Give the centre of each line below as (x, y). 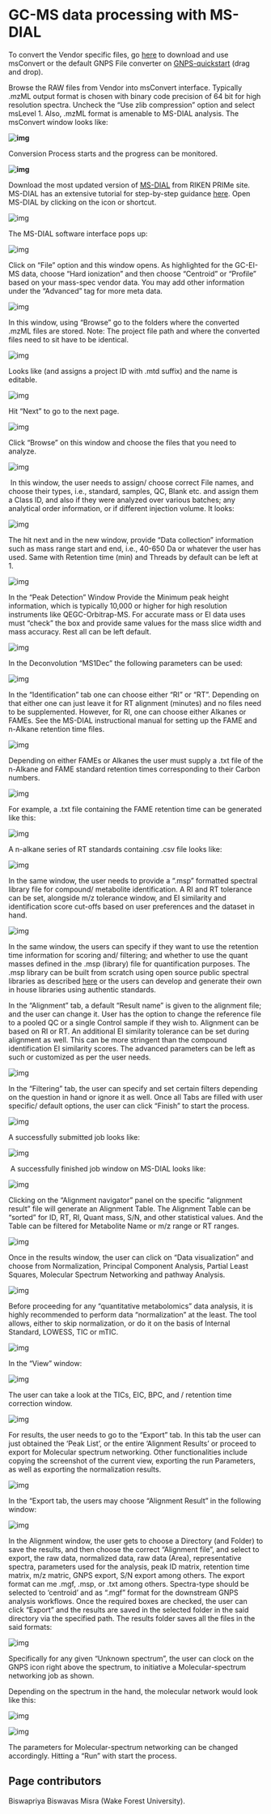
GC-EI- (246, 264)
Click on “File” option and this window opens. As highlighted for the (121, 264)
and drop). (26, 71)
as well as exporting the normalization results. (85, 1469)
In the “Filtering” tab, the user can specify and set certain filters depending (133, 1088)
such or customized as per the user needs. (80, 1057)
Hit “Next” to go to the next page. (64, 411)
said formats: (30, 1627)
